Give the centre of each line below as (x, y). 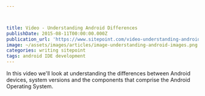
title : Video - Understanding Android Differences (72, 28)
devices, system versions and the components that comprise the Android (98, 80)
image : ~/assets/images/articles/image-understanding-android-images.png (102, 45)
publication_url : (28, 39)
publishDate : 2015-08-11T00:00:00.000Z (57, 33)
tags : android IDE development (46, 56)
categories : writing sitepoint (46, 50)
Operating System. (30, 86)
